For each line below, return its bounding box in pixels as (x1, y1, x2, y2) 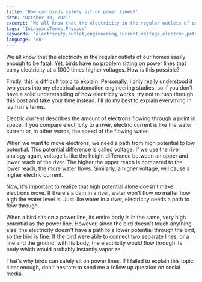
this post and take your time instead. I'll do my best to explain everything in (6, 97, 192, 104)
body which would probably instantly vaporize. (6, 246, 122, 253)
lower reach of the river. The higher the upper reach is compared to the (6, 159, 183, 165)
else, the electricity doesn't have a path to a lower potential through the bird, (6, 227, 196, 233)
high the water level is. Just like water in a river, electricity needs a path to (6, 196, 190, 203)
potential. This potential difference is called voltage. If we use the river (6, 146, 180, 153)
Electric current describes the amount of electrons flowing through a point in (6, 115, 196, 122)
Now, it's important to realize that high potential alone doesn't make (6, 183, 174, 190)
